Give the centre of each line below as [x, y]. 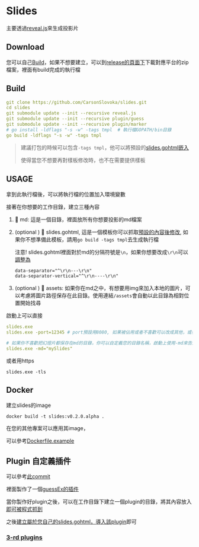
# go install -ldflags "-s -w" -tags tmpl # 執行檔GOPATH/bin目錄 [89, 130]
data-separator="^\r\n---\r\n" [53, 271]
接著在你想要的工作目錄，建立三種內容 [53, 206]
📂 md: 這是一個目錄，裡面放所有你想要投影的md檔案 [78, 219]
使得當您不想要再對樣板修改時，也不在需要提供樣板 [83, 160]
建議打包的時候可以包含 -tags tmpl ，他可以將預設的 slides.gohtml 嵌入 [105, 147]
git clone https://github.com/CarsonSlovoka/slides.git [76, 102]
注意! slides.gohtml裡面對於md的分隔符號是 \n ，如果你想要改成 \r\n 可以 [101, 252]
